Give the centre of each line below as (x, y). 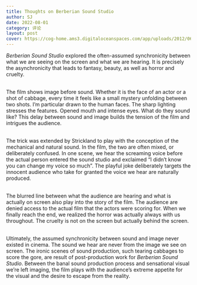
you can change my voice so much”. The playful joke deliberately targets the (98, 166)
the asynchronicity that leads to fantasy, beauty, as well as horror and (90, 68)
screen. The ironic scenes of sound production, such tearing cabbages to (95, 251)
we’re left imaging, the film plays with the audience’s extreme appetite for (94, 270)
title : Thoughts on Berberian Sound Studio (60, 11)
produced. (18, 178)
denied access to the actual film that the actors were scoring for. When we (96, 208)
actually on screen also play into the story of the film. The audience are (92, 202)
